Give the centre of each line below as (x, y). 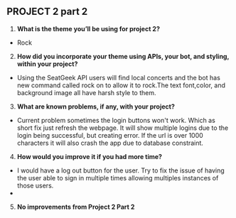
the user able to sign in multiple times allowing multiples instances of (118, 178)
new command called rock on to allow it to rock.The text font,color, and (121, 85)
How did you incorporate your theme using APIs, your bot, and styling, (123, 56)
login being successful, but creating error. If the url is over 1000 (110, 135)
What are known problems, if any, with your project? (96, 107)
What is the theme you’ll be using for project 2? (88, 28)
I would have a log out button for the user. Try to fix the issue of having (120, 170)
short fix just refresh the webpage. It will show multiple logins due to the (123, 128)
